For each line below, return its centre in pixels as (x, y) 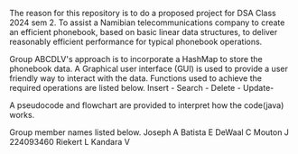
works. (22, 115)
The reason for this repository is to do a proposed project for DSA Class (143, 13)
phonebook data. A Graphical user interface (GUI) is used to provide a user (149, 68)
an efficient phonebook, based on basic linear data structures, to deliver (144, 32)
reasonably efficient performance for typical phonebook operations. (136, 41)
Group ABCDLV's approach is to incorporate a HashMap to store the (136, 59)
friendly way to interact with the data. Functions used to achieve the (135, 78)
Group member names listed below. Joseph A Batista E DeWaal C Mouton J (149, 132)
